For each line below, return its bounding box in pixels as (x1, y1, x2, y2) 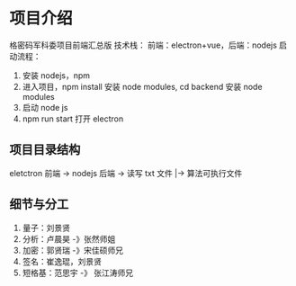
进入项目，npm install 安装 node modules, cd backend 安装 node (22, 81, 263, 92)
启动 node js (22, 102, 68, 112)
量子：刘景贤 (22, 222, 70, 233)
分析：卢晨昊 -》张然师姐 (22, 233, 116, 244)
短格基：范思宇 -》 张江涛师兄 (22, 267, 134, 278)
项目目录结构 (9, 142, 81, 157)
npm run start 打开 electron (22, 113, 124, 124)
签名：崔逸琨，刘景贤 (22, 255, 102, 266)
